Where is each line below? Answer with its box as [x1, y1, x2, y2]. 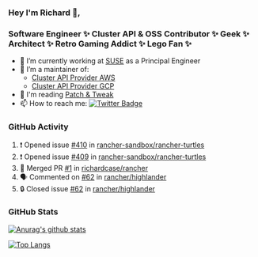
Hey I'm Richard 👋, [8, 7, 81, 18]
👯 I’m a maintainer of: [19, 65, 89, 74]
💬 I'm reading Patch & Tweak [19, 90, 114, 100]
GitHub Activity [8, 122, 69, 133]
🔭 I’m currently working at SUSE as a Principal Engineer [19, 56, 201, 66]
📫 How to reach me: [19, 99, 88, 108]
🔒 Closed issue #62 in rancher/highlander [19, 183, 156, 193]
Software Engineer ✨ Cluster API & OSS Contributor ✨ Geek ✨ [8, 28, 249, 39]
